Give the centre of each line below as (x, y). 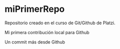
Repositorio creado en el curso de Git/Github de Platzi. (60, 23)
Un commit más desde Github (35, 42)
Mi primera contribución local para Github (47, 32)
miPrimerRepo (35, 9)
